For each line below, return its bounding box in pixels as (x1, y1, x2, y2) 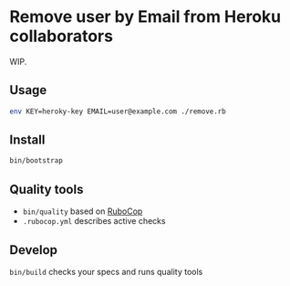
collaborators (9, 26, 114, 47)
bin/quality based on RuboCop (22, 206, 143, 217)
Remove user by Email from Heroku (9, 6, 281, 27)
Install (9, 132, 46, 148)
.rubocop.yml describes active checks (22, 216, 166, 227)
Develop (9, 242, 57, 258)
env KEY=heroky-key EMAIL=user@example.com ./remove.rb (9, 107, 226, 116)
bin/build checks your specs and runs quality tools (9, 266, 203, 277)
